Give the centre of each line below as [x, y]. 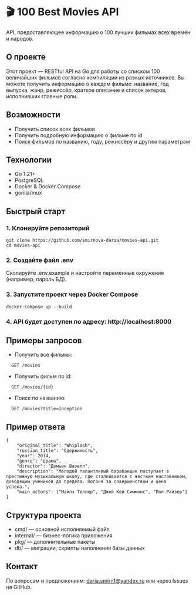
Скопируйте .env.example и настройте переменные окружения [85, 273]
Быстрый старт [36, 211]
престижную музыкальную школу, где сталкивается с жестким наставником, [97, 477]
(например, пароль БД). [36, 279]
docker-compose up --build [39, 307]
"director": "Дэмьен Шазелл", [54, 466]
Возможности [33, 115]
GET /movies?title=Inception [47, 409]
